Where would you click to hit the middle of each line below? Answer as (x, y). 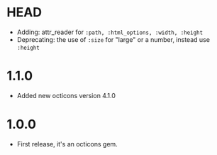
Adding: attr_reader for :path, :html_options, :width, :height (110, 32)
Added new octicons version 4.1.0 (66, 95)
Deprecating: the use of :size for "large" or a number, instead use (113, 39)
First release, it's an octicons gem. (67, 144)
